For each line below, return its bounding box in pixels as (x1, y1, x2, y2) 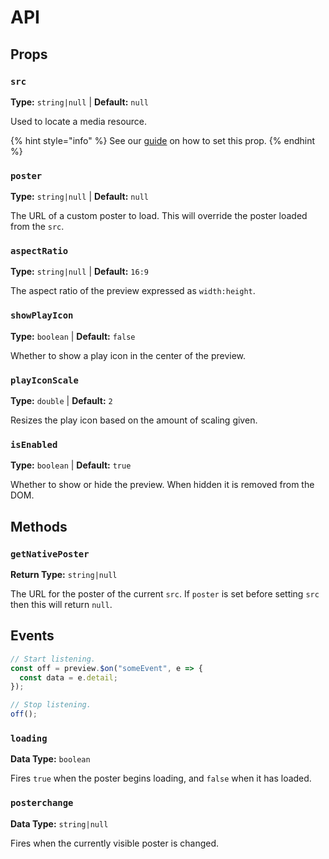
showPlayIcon (10, 310, 74, 321)
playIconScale (10, 374, 79, 386)
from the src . (10, 221, 65, 233)
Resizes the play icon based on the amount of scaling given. (10, 414, 258, 426)
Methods (10, 518, 68, 535)
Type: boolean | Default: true (10, 459, 132, 471)
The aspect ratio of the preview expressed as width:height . (10, 285, 256, 297)
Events (10, 627, 55, 645)
